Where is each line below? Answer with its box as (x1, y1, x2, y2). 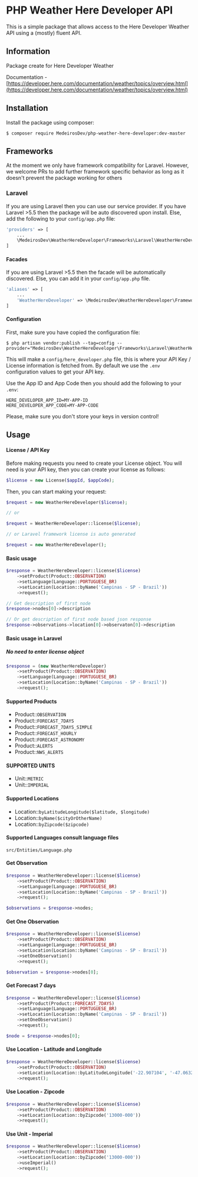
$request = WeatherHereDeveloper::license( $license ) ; (6, 520, 141, 527)
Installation (6, 103, 48, 113)
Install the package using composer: (6, 119, 94, 126)
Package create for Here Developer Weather (6, 62, 114, 69)
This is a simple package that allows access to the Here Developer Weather (6, 23, 190, 30)
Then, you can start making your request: (6, 488, 107, 495)
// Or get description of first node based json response (6, 617, 151, 622)
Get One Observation (6, 918, 59, 925)
